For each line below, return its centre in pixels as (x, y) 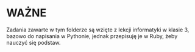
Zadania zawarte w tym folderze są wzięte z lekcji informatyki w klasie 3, (98, 30)
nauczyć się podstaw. (34, 42)
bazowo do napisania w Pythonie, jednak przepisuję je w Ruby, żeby (92, 36)
